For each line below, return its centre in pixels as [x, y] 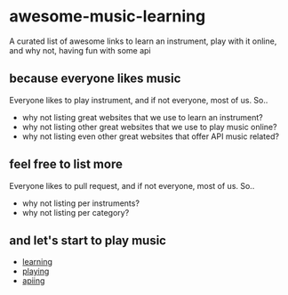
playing [36, 271]
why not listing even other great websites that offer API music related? [151, 136]
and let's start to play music [88, 240]
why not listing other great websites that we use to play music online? [149, 127]
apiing [33, 281]
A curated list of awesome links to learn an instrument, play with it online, [143, 41]
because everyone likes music [95, 79]
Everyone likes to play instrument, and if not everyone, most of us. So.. [139, 100]
